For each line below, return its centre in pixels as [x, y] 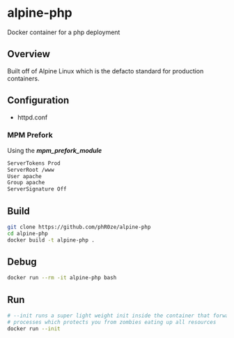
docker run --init [34, 329]
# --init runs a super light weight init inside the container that [109, 316]
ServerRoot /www [31, 170]
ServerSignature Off [37, 189]
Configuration [38, 100]
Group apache [26, 183]
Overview [29, 54]
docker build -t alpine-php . [51, 240]
